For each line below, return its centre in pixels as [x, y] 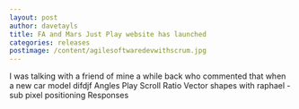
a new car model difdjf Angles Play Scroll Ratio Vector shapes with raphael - [150, 86]
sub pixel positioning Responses [69, 96]
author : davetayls [44, 26]
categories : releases [50, 42]
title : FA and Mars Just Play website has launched [108, 34]
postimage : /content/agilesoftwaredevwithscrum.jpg [108, 51]
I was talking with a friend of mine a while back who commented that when [148, 76]
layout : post [34, 17]
